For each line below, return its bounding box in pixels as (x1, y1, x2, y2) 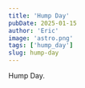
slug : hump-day (8, 49, 59, 57)
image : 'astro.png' (8, 34, 74, 42)
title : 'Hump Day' (8, 11, 70, 20)
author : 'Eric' (8, 26, 59, 34)
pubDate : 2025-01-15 (8, 19, 78, 27)
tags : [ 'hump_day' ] (8, 42, 74, 50)
